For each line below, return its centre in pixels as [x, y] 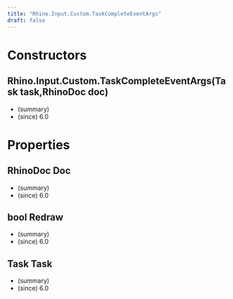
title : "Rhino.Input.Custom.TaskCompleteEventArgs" [84, 14]
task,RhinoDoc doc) [64, 92]
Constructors [47, 55]
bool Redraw [35, 217]
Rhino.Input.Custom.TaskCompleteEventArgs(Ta [116, 81]
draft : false [26, 20]
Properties [39, 145]
